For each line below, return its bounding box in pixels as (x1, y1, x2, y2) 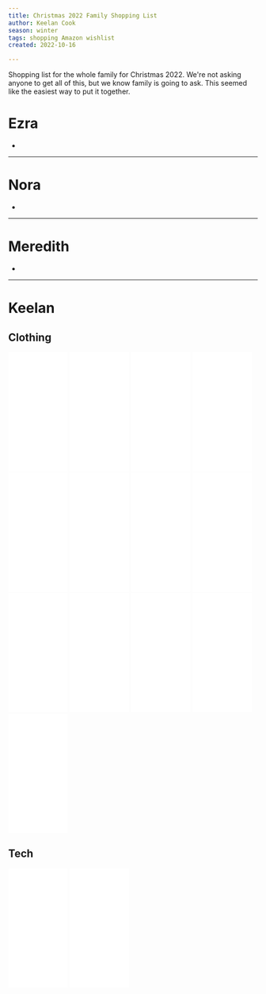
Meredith (8, 237, 70, 256)
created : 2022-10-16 (8, 41, 77, 49)
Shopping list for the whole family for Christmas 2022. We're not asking (8, 70, 241, 79)
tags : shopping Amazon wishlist (8, 33, 115, 42)
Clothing (8, 330, 51, 344)
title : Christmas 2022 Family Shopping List (8, 11, 158, 20)
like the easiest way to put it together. (8, 87, 131, 96)
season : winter (8, 26, 59, 34)
